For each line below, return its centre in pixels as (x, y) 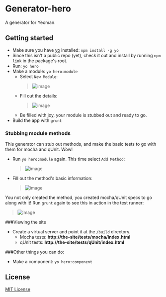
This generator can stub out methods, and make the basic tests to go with (81, 144)
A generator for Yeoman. (30, 22)
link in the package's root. (40, 61)
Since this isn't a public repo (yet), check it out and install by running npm (86, 55)
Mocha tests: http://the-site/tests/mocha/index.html (75, 237)
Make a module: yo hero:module (45, 71)
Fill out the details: (39, 96)
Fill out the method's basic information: (52, 178)
